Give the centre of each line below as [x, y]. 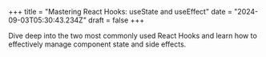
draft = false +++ [116, 20]
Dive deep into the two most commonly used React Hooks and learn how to [133, 36]
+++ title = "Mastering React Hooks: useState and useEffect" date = [120, 12]
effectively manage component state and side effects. [97, 44]
